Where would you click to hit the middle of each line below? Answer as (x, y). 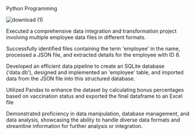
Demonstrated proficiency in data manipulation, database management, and (98, 114)
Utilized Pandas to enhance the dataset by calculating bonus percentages (95, 90)
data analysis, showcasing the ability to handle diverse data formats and (93, 120)
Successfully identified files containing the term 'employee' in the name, (93, 49)
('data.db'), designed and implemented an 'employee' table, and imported (95, 72)
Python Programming (32, 8)
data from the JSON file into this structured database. (71, 79)
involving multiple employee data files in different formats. (76, 37)
